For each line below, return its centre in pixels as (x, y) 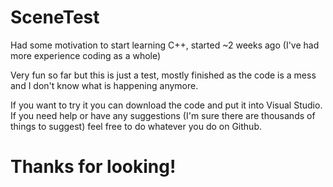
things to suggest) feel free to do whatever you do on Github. (136, 126)
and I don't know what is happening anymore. (104, 85)
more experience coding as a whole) (86, 55)
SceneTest (55, 17)
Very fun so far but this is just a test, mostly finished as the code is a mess (163, 75)
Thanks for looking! (93, 167)
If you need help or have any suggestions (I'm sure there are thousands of (163, 115)
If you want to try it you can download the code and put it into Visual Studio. (166, 105)
